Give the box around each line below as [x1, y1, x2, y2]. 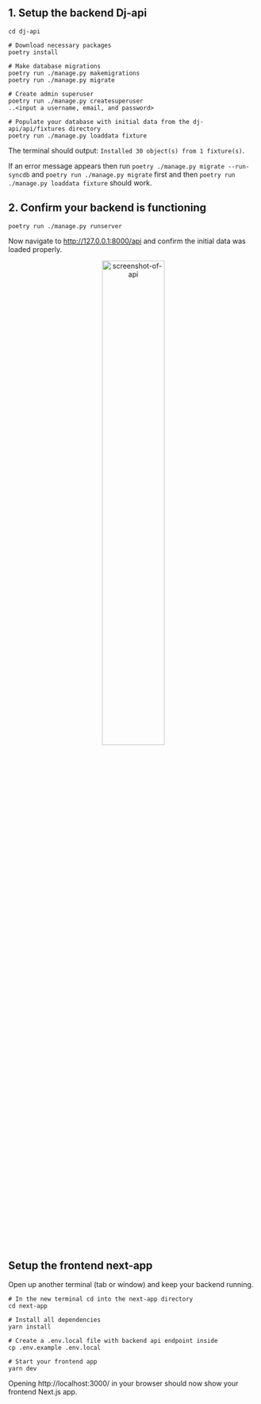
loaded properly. [8, 244, 63, 254]
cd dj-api [8, 27, 41, 35]
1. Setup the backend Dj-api [8, 6, 148, 20]
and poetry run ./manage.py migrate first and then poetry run [31, 169, 236, 179]
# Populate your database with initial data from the [8, 118, 190, 126]
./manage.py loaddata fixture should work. [8, 178, 152, 188]
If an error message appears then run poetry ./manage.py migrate [8, 161, 225, 170]
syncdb [8, 171, 30, 179]
